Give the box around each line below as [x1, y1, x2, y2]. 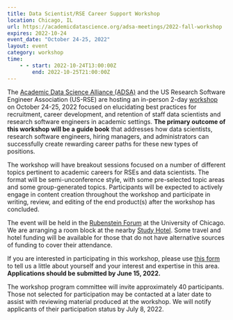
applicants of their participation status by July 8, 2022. [7, 305, 165, 313]
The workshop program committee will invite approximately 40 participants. [7, 282, 225, 291]
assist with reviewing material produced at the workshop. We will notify [7, 297, 211, 305]
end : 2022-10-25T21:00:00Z [32, 68, 111, 75]
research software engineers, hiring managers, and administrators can [7, 132, 209, 140]
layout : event [7, 43, 49, 49]
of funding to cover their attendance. [7, 241, 113, 249]
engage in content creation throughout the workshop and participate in [7, 190, 211, 199]
